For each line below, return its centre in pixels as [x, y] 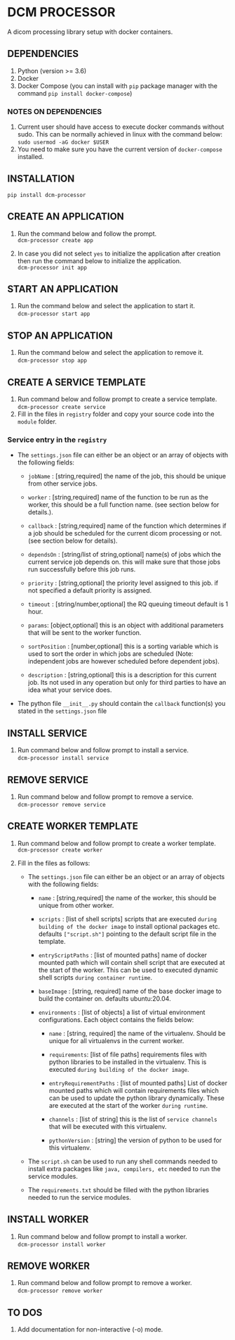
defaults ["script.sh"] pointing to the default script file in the [127, 934]
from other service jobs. [63, 483]
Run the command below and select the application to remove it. [110, 353]
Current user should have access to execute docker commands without [121, 127]
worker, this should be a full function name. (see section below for [123, 505]
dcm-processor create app [55, 240]
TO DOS [25, 1312]
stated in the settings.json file [62, 711]
